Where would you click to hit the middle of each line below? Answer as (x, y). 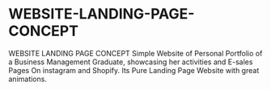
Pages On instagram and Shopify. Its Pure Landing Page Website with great (134, 70)
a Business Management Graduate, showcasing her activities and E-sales (131, 62)
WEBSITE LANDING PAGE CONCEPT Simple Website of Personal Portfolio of (135, 53)
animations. (28, 79)
